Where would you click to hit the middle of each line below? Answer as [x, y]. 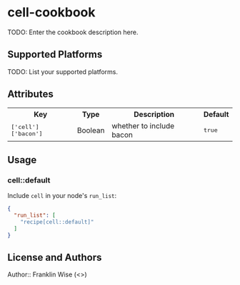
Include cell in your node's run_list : [62, 196]
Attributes [30, 94]
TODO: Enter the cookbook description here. [73, 32]
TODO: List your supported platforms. [63, 71]
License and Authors [55, 258]
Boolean [91, 130]
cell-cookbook [51, 12]
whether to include [143, 125]
